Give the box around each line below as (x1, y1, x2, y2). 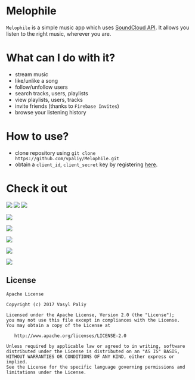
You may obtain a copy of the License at (6, 322, 111, 328)
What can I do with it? (6, 51, 115, 65)
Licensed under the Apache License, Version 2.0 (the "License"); (6, 312, 175, 318)
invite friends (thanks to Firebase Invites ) (14, 102, 119, 110)
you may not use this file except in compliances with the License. (6, 317, 180, 323)
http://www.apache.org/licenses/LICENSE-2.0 (14, 332, 127, 339)
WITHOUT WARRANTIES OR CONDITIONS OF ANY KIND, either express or (6, 353, 175, 360)
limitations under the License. (6, 369, 86, 375)
